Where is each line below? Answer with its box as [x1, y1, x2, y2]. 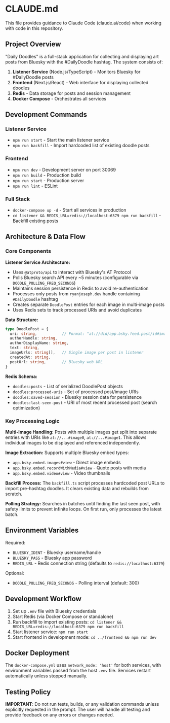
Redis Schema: [5, 373, 38, 380]
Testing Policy [5, 687, 51, 696]
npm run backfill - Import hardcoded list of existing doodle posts [12, 143, 150, 149]
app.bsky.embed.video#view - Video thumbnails [12, 470, 110, 476]
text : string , [10, 346, 39, 351]
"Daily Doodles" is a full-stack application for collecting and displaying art [5, 53, 159, 59]
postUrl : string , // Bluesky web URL [10, 359, 103, 364]
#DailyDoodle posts [12, 74, 54, 80]
